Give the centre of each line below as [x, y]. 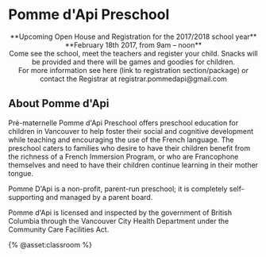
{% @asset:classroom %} [50, 244]
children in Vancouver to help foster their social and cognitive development [131, 131]
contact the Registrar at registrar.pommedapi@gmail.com [133, 79]
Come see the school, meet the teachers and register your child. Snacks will [133, 53]
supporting [26, 197]
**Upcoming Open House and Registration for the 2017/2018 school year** [133, 36]
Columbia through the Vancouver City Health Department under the [119, 221]
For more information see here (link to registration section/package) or [133, 70]
